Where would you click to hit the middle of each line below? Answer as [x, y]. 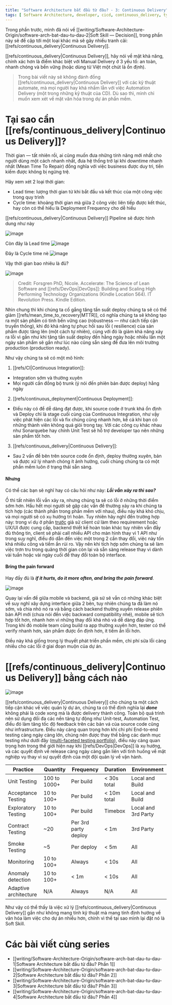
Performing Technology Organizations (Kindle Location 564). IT [85, 294]
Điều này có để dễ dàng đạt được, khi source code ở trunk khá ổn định [87, 409]
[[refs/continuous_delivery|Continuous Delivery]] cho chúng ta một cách [82, 702]
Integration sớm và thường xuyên [48, 378]
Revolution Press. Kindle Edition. [52, 300]
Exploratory [22, 807]
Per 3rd [80, 822]
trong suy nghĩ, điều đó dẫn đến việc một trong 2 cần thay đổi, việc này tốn [84, 539]
